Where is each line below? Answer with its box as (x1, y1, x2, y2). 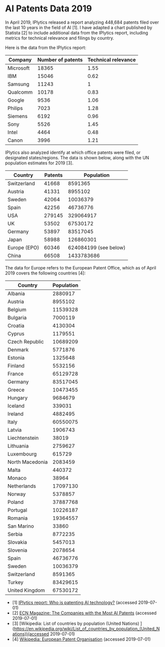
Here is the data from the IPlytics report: (5, 44, 86, 50)
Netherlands (7, 482, 36, 489)
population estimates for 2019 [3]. (5, 160, 74, 166)
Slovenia (7, 546, 27, 553)
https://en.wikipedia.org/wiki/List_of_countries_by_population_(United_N (14, 625, 160, 632)
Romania (7, 514, 28, 521)
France (7, 370, 24, 377)
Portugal (7, 506, 27, 513)
